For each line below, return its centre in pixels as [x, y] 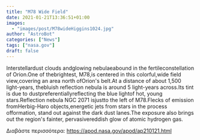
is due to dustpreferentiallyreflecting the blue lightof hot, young [84, 93]
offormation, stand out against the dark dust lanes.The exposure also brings [100, 112]
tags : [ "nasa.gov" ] [31, 46]
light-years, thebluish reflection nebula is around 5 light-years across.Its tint [100, 87]
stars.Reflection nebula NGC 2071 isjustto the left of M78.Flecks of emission [100, 100]
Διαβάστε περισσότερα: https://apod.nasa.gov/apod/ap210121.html [89, 130]
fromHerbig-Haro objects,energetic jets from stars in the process [87, 106]
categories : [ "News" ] [33, 40]
